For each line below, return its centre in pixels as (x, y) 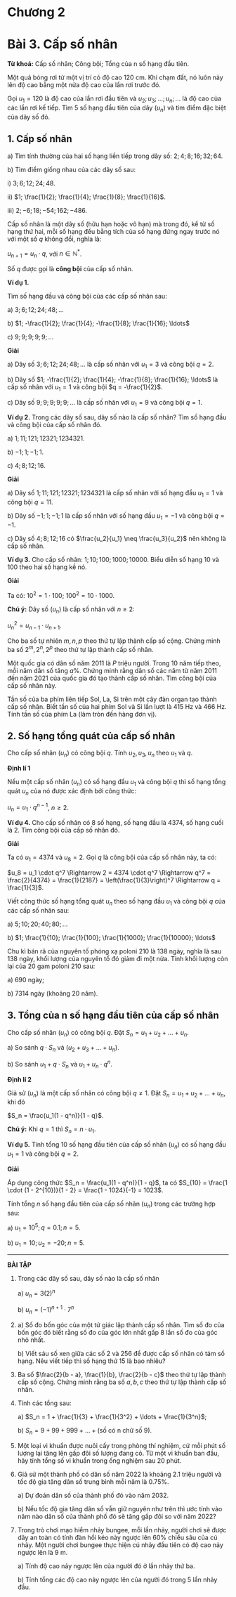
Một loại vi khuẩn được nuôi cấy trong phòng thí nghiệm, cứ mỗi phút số (122, 1445)
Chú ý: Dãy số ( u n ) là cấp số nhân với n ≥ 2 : (71, 610)
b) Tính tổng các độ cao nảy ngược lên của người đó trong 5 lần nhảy (117, 1579)
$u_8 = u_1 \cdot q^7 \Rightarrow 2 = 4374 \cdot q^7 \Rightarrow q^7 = (109, 873)
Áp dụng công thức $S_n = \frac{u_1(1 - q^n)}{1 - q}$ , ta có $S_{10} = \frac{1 (118, 1182)
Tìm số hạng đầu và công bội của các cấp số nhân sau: (87, 296)
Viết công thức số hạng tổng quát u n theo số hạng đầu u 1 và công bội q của (117, 902)
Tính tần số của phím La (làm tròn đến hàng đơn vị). (82, 714)
